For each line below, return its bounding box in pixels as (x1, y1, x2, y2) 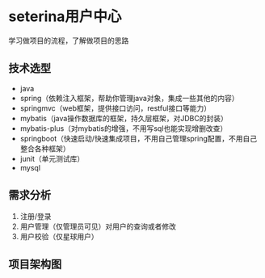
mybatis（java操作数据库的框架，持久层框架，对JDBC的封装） (19, 113, 228, 123)
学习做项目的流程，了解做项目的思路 (8, 36, 129, 45)
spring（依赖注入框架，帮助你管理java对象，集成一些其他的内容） (19, 93, 240, 103)
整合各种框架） (19, 143, 70, 154)
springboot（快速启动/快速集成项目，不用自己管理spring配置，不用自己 (19, 133, 258, 143)
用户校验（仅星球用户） (19, 231, 99, 241)
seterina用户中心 (8, 7, 122, 26)
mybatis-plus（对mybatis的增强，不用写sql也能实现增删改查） (19, 123, 228, 133)
